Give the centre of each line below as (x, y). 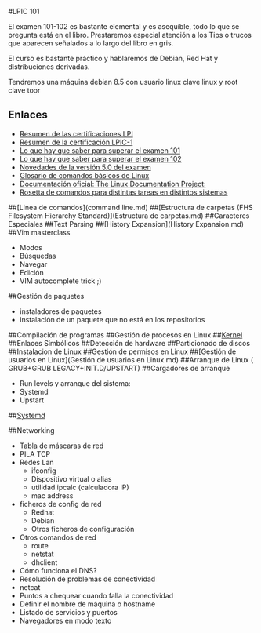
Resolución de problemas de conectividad (87, 579)
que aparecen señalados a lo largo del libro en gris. (91, 43)
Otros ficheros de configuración (83, 529)
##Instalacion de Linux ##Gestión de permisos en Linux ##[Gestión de (122, 351)
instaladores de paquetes (60, 311)
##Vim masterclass (39, 232)
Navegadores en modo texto (65, 620)
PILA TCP (35, 453)
